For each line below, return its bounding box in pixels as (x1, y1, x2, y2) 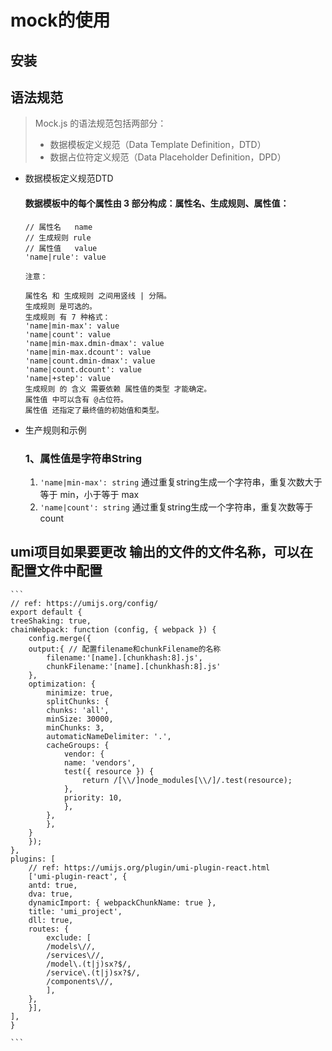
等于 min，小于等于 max (39, 488, 140, 500)
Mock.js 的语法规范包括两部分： (34, 117, 167, 130)
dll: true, (28, 915, 74, 925)
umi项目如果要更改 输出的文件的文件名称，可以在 (10, 544, 313, 561)
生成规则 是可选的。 (24, 301, 97, 311)
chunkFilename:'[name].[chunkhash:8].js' (46, 661, 222, 671)
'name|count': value (24, 329, 111, 340)
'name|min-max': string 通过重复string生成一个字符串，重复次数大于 (39, 476, 323, 488)
